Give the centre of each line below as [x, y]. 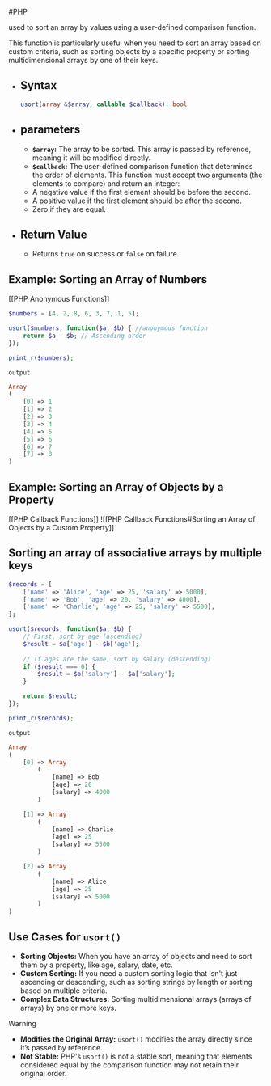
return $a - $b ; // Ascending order [85, 336]
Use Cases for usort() [65, 937]
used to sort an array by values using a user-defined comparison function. [132, 27]
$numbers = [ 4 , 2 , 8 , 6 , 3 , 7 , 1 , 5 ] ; [74, 314]
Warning [22, 1023]
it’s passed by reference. [61, 1047]
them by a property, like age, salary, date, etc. [96, 965]
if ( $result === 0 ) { [59, 666]
